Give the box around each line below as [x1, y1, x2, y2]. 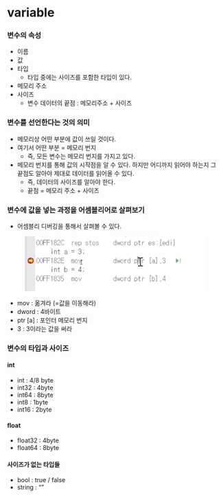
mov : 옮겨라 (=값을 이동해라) [16, 299, 97, 307]
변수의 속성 [7, 31, 42, 41]
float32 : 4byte [16, 436, 60, 444]
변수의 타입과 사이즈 [7, 343, 69, 353]
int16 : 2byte [16, 405, 52, 414]
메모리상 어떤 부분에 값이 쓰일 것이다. [16, 135, 117, 143]
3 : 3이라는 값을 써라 [16, 324, 73, 332]
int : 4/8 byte [16, 376, 54, 384]
